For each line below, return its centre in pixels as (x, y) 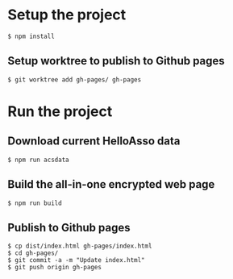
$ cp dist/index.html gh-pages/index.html (80, 246)
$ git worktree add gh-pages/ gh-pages (75, 79)
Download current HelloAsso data (94, 142)
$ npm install (31, 36)
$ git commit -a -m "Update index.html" (77, 260)
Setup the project (67, 15)
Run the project (60, 111)
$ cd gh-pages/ (33, 253)
